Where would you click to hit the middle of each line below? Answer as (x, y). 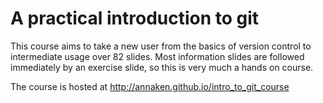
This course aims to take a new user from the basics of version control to (161, 46)
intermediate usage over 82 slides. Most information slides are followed (157, 56)
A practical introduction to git (135, 18)
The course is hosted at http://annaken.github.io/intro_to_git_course (150, 86)
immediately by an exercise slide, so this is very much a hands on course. (162, 67)
